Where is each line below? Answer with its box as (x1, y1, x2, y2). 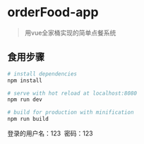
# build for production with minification (7, 109, 134, 116)
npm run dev (7, 96, 42, 103)
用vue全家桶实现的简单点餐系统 (24, 28, 116, 37)
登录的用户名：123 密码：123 (7, 129, 93, 138)
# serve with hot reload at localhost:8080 (7, 90, 138, 97)
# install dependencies (7, 70, 78, 78)
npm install (7, 77, 42, 84)
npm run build (7, 116, 49, 123)
